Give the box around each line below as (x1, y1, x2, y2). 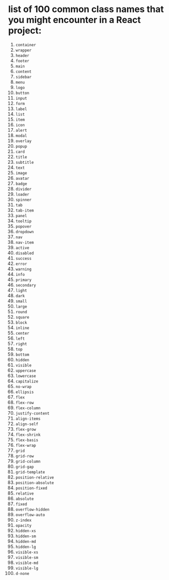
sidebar (15, 74, 32, 79)
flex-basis (15, 437, 39, 443)
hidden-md (15, 539, 37, 544)
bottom (15, 352, 30, 357)
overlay (15, 138, 32, 144)
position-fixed (15, 486, 48, 491)
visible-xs (15, 549, 39, 555)
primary (15, 277, 32, 282)
